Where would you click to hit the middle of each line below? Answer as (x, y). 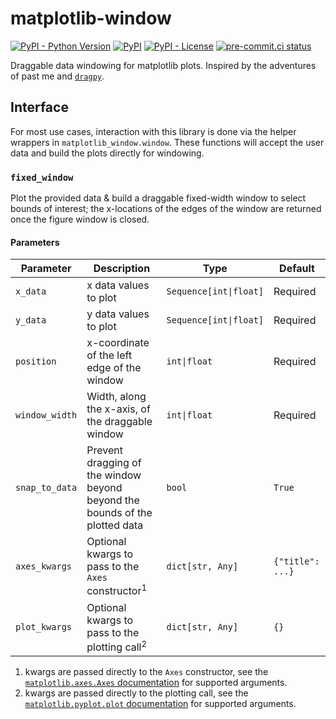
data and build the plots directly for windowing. (107, 153)
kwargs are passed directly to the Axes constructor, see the (146, 671)
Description (122, 269)
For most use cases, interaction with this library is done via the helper (153, 131)
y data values (118, 314)
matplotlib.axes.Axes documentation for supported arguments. (156, 682)
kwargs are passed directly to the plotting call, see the (136, 693)
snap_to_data (46, 488)
